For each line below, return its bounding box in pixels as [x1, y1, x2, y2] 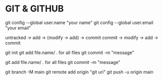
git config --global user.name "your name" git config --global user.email [5, 19, 153, 25]
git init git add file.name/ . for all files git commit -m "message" [5, 49, 134, 55]
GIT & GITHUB [5, 3, 64, 14]
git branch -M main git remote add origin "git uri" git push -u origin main [5, 68, 153, 75]
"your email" [5, 24, 31, 30]
